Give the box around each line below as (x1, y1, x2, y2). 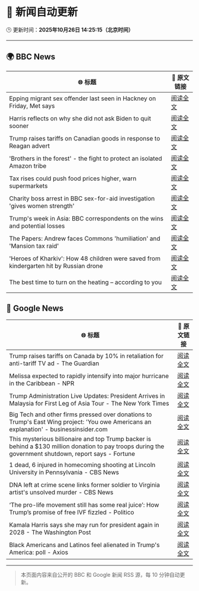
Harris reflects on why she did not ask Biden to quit (9, 114, 152, 122)
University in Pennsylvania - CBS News (9, 468, 120, 476)
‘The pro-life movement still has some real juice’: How (9, 500, 159, 509)
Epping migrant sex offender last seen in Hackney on (9, 94, 156, 103)
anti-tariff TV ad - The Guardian (9, 359, 99, 368)
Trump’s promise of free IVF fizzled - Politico (9, 508, 134, 516)
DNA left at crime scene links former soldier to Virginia (9, 481, 160, 489)
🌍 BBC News (6, 52, 56, 62)
